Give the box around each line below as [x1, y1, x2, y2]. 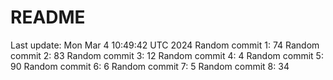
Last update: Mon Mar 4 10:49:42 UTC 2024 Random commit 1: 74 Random [10, 39, 320, 51]
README [10, 6, 86, 29]
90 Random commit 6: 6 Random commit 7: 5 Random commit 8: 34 [10, 60, 290, 72]
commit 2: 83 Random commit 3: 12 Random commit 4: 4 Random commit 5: [10, 49, 324, 61]
